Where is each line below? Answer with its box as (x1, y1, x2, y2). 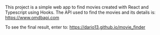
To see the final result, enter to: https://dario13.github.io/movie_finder (5, 24, 146, 30)
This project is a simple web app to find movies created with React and (5, 4, 149, 10)
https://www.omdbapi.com (5, 15, 60, 20)
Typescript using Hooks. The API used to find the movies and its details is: (5, 9, 156, 15)
